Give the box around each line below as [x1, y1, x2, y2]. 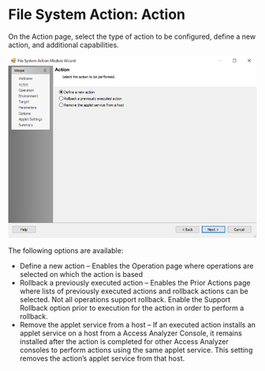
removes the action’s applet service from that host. [19, 354, 185, 363]
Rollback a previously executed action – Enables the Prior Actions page [19, 278, 251, 287]
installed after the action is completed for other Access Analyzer [19, 336, 229, 346]
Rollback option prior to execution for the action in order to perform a [19, 303, 244, 312]
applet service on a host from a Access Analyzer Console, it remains [19, 328, 242, 338]
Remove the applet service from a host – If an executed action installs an [19, 320, 256, 329]
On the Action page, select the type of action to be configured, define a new [8, 32, 256, 41]
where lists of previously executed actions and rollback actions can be [19, 286, 248, 296]
